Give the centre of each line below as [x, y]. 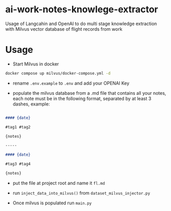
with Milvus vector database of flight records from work [64, 29]
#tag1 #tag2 [18, 127]
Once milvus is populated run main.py [52, 203]
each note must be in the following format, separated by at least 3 [82, 98]
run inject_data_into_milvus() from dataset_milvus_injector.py [81, 193]
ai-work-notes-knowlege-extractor [82, 9]
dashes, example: [31, 104]
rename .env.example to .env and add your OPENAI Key [71, 83]
